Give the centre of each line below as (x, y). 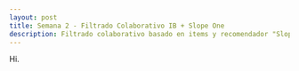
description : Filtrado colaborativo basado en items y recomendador (139, 34)
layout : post (33, 17)
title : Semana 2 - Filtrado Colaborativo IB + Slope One (117, 26)
